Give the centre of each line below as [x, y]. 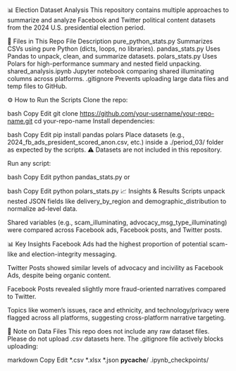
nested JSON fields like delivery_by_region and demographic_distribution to [117, 201]
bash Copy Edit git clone [43, 114]
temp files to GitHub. [37, 86]
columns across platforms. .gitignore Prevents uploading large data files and [118, 79]
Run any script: [29, 163]
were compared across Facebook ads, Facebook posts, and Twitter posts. [115, 230]
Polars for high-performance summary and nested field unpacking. [105, 63]
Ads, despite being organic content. [59, 275]
